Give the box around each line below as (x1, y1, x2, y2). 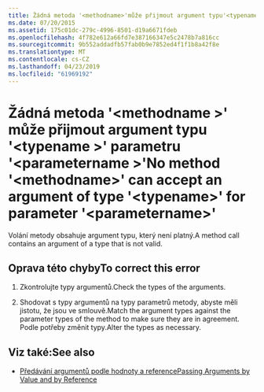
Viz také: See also (8, 346, 95, 359)
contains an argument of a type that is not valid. (8, 239, 163, 248)
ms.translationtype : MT (8, 48, 86, 56)
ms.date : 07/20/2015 (8, 19, 76, 27)
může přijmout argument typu (8, 120, 207, 139)
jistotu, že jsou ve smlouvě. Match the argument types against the (19, 306, 231, 316)
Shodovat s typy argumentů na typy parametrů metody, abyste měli (19, 298, 238, 307)
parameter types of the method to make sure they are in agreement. (19, 314, 240, 324)
